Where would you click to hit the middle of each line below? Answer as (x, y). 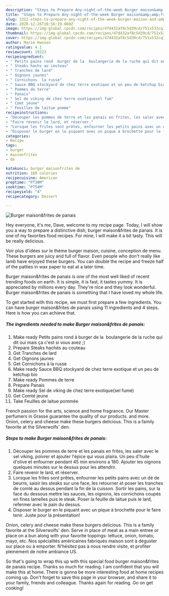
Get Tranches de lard (35, 353)
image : (13, 29)
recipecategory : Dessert (32, 196)
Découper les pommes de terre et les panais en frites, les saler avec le (86, 451)
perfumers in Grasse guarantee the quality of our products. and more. (78, 416)
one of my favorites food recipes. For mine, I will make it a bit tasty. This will (84, 235)
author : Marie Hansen (28, 43)
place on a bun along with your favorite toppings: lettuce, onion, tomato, (80, 535)
